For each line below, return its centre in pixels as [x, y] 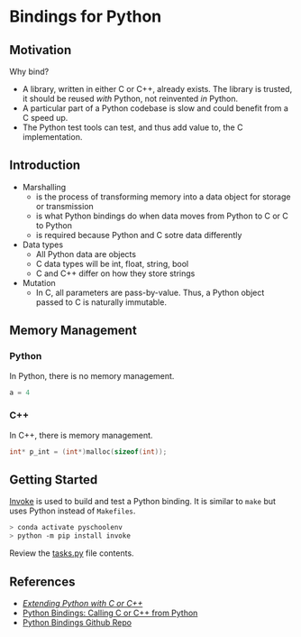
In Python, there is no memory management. [92, 375]
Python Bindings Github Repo [77, 622]
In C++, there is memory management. [81, 435]
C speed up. [45, 118]
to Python [54, 225]
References [42, 582]
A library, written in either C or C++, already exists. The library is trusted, [157, 89]
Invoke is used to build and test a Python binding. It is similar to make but [143, 502]
